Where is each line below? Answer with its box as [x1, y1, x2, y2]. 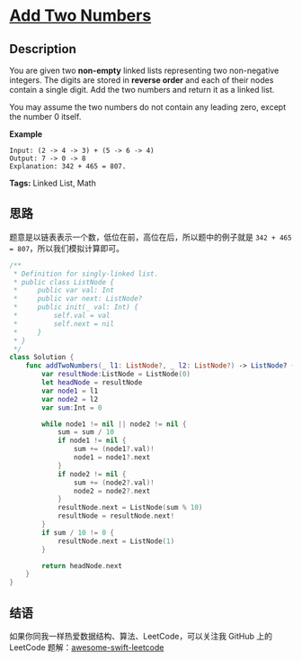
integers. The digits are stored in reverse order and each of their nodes [9, 75, 274, 86]
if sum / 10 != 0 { [41, 528, 115, 537]
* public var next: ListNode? [13, 294, 143, 303]
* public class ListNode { [13, 277, 115, 286]
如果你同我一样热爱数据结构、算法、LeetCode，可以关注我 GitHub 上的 [9, 631, 272, 641]
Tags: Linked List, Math [9, 177, 96, 188]
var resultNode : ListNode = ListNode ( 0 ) [41, 370, 191, 379]
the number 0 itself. [9, 112, 82, 122]
